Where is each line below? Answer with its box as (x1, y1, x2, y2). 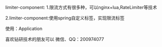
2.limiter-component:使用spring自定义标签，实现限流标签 (5, 15, 125, 21)
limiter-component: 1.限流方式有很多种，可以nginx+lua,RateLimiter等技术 (5, 4, 157, 10)
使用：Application (5, 25, 43, 31)
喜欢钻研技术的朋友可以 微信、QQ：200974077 (5, 36, 104, 42)
